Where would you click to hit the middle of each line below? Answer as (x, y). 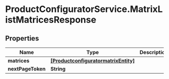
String (58, 69)
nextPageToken (27, 69)
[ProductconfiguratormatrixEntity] (93, 61)
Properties (22, 38)
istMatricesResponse (51, 20)
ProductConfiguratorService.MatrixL (84, 9)
